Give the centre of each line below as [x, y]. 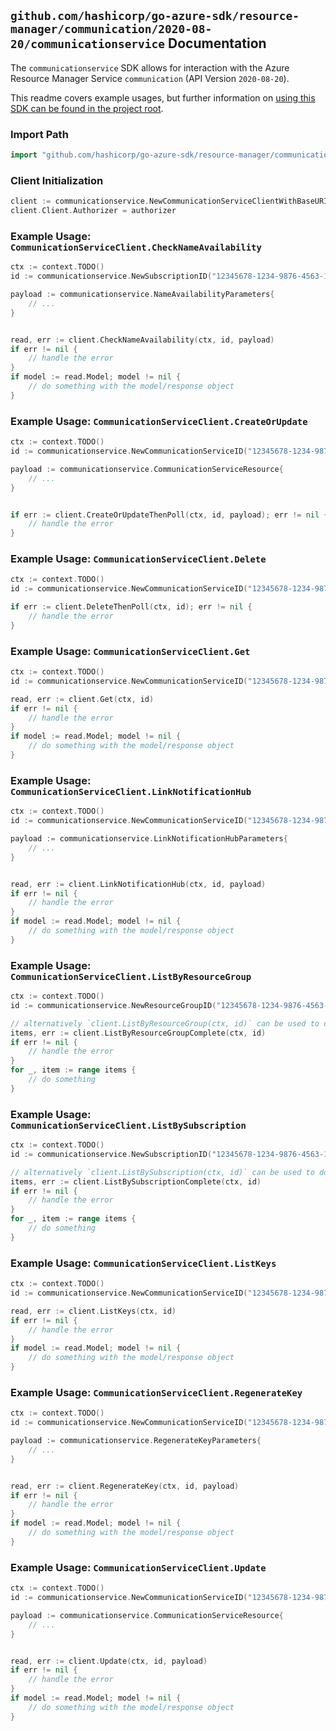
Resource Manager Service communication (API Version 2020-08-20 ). [150, 78]
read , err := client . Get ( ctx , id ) [82, 699]
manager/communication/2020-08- [111, 29]
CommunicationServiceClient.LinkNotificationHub [131, 791]
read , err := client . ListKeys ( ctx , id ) [93, 1311]
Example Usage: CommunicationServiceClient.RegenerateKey [156, 1392]
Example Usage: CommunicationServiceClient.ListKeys [143, 1263]
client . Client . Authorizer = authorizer [93, 211]
